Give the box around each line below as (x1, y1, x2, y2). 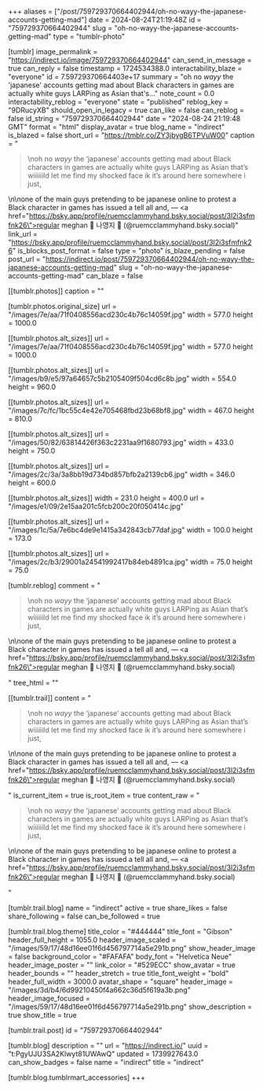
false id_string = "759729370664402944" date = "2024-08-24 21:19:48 (8, 114, 241, 123)
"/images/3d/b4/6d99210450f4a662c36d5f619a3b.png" (8, 985, 191, 994)
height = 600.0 (8, 478, 57, 487)
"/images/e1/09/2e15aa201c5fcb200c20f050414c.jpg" (8, 502, 184, 510)
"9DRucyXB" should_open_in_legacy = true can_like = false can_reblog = (8, 105, 245, 115)
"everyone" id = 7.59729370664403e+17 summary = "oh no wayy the (8, 72, 234, 81)
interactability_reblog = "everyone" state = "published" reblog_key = (8, 98, 229, 106)
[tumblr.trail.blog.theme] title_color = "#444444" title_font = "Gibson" (8, 927, 233, 936)
